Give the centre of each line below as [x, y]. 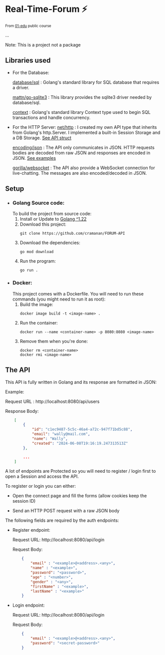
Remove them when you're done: [54, 341]
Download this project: [43, 224]
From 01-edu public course [28, 26]
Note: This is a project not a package [43, 44]
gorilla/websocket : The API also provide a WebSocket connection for [84, 168]
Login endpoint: [28, 605]
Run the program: [38, 261]
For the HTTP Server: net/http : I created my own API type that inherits [84, 127]
